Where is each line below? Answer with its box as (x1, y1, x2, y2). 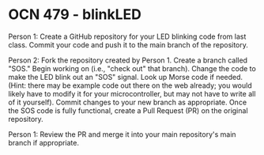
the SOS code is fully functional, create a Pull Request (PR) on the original (8, 105, 248, 115)
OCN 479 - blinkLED (8, 6, 142, 24)
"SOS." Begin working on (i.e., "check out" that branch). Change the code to (8, 63, 257, 73)
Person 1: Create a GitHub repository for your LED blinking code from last (8, 32, 247, 41)
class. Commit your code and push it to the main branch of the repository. (8, 40, 249, 49)
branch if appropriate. (8, 138, 80, 147)
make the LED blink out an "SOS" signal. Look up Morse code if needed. (8, 72, 243, 81)
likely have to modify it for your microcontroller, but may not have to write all (8, 89, 256, 98)
